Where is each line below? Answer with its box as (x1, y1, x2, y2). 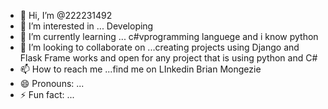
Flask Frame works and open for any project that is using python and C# (19, 52, 318, 64)
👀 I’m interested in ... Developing (19, 20, 154, 32)
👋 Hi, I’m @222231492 (19, 10, 113, 21)
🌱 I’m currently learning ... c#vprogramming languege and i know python (19, 31, 319, 42)
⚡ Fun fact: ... (19, 89, 75, 100)
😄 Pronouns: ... (19, 78, 85, 89)
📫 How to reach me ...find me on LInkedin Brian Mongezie (19, 63, 262, 75)
